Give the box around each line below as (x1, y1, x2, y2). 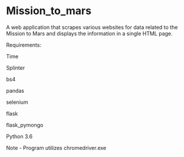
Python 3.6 (6, 133, 33, 140)
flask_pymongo (6, 121, 44, 128)
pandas (6, 87, 25, 94)
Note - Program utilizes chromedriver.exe (6, 144, 107, 151)
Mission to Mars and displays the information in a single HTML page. (6, 30, 173, 37)
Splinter (6, 64, 25, 71)
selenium (6, 99, 28, 106)
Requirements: (6, 41, 41, 48)
